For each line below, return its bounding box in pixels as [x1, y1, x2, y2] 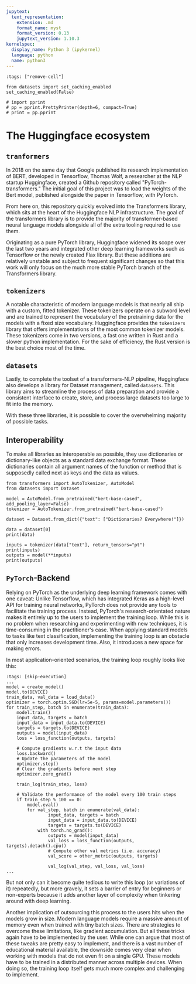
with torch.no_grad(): [37, 827, 93, 833]
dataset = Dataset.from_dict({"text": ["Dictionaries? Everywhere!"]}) [6, 516, 184, 522]
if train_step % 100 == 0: [16, 797, 82, 802]
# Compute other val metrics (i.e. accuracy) [47, 848, 161, 854]
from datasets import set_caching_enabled [6, 84, 111, 90]
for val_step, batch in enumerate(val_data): [27, 807, 140, 813]
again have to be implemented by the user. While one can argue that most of [6, 934, 191, 941]
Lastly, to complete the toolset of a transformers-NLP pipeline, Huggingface [6, 375, 189, 382]
